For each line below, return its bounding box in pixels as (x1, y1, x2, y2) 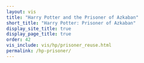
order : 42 (6, 37, 31, 43)
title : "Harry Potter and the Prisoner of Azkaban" (6, 14, 139, 20)
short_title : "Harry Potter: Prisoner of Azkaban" (6, 20, 136, 26)
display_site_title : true (6, 25, 71, 32)
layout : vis (6, 8, 36, 15)
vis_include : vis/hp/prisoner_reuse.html (6, 43, 112, 49)
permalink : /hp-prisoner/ (6, 48, 71, 54)
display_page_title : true (6, 31, 71, 37)
